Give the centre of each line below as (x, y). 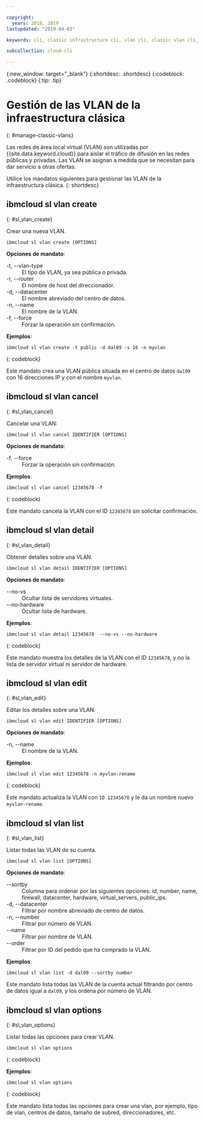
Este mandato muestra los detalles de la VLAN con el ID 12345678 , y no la (98, 657)
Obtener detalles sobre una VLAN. (50, 557)
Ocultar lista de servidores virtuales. (67, 598)
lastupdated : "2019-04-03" (41, 29)
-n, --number (23, 917)
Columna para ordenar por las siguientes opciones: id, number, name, (110, 891)
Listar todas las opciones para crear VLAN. (60, 1037)
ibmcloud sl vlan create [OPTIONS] (52, 242)
